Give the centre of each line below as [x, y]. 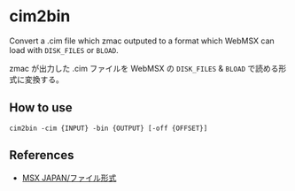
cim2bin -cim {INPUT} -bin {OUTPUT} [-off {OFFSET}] [109, 128]
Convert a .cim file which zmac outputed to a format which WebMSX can [142, 41]
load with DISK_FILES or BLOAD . [64, 50]
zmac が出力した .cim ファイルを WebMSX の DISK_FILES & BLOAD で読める [144, 68]
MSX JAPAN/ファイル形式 [69, 178]
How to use [41, 108]
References [42, 155]
